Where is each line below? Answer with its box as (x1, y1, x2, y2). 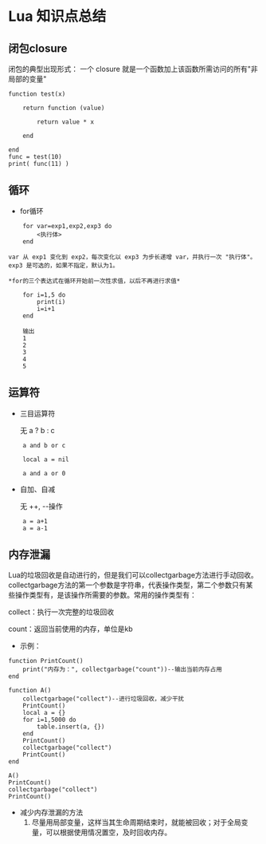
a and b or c (22, 441, 66, 449)
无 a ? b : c (19, 425, 56, 435)
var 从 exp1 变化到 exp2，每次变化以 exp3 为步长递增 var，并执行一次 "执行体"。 (8, 253, 256, 261)
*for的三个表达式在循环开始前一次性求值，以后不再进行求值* (8, 277, 181, 285)
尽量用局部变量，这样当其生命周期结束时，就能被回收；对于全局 (31, 818, 241, 827)
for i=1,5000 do (22, 716, 77, 724)
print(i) (37, 298, 66, 306)
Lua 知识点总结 (8, 7, 107, 26)
